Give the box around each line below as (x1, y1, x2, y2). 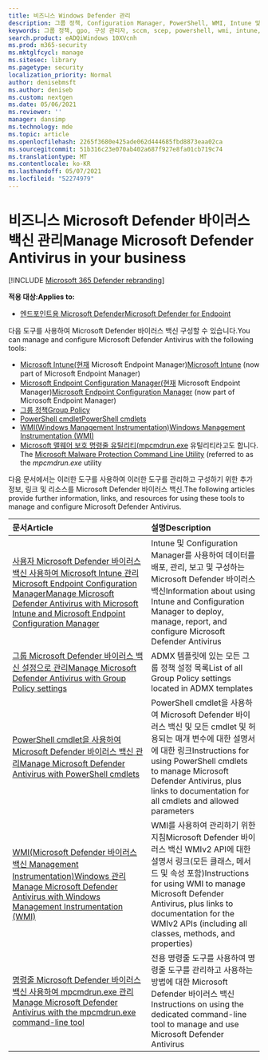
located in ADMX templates (151, 683, 254, 694)
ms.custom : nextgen (8, 93, 73, 101)
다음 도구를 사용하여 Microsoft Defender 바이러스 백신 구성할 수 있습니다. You (8, 325, 250, 335)
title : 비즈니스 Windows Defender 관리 (8, 11, 131, 20)
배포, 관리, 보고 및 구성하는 (151, 562, 246, 573)
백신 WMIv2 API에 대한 (167, 843, 251, 854)
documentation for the (151, 908, 235, 919)
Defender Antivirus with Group (12, 672, 126, 684)
